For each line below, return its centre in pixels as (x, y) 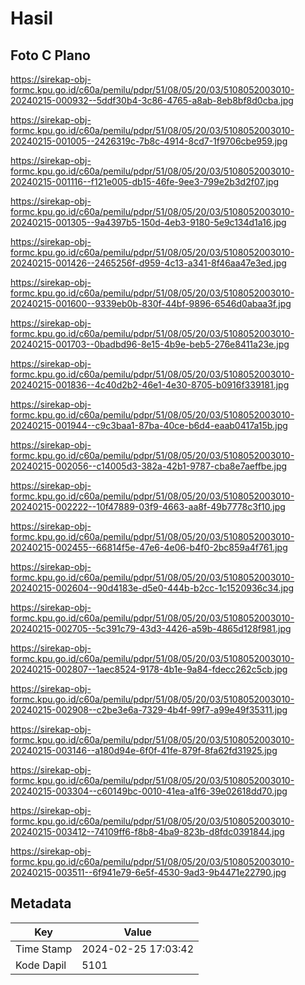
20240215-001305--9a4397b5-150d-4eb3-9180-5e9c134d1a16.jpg (148, 222)
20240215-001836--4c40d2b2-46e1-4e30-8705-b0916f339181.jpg (150, 385)
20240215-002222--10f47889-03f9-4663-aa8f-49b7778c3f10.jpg (148, 506)
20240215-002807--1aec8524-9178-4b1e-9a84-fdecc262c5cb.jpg (149, 669)
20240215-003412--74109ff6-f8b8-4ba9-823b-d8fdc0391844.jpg (147, 831)
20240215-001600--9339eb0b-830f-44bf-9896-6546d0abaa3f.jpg (151, 303)
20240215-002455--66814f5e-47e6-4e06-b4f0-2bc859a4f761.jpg (149, 547)
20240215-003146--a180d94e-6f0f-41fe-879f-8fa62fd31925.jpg (144, 750)
